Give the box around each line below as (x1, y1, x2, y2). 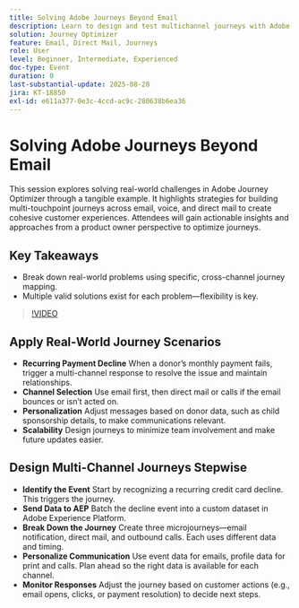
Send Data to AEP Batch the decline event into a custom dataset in (21, 503, 269, 514)
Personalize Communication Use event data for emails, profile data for (21, 551, 286, 561)
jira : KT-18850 (9, 88, 66, 97)
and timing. (21, 541, 64, 552)
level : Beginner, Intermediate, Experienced (9, 55, 178, 64)
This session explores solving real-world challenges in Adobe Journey (9, 184, 269, 195)
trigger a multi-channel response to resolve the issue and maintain (21, 367, 268, 378)
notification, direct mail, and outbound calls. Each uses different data (21, 531, 277, 543)
